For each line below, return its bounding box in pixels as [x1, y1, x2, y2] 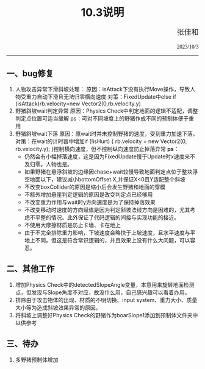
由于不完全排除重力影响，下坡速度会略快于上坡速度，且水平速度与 [24, 229, 190, 236]
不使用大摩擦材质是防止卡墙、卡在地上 [24, 222, 121, 228]
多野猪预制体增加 [15, 356, 59, 363]
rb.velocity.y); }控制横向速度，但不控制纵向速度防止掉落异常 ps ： [15, 146, 179, 152]
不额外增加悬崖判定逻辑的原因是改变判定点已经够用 [24, 191, 153, 198]
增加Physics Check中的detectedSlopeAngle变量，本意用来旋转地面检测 [15, 281, 195, 288]
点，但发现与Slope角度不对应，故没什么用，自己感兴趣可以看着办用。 [15, 289, 190, 296]
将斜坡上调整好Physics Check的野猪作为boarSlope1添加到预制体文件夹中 [15, 311, 198, 318]
